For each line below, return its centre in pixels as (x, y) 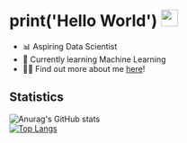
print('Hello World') (84, 21)
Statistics (37, 98)
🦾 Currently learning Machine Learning (94, 59)
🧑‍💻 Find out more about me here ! (84, 68)
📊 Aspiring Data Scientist (70, 46)
